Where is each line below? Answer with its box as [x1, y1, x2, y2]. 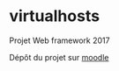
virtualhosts [9, 6, 100, 26]
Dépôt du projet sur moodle [9, 52, 109, 62]
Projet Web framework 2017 [9, 35, 110, 46]
